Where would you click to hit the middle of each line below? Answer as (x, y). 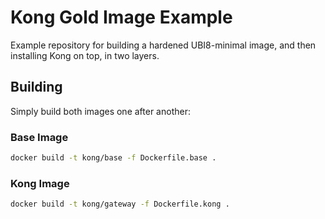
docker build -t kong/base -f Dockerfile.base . (113, 158)
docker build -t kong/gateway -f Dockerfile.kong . (120, 204)
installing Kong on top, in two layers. (85, 55)
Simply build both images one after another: (100, 111)
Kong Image (40, 183)
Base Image (39, 137)
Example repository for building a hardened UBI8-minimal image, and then (163, 45)
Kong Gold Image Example (121, 17)
